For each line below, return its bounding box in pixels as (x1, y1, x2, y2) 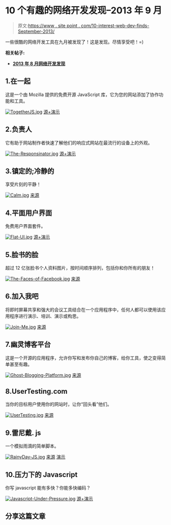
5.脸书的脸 (5, 250, 39, 259)
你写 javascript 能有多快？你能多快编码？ (5, 485, 91, 491)
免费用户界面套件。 (5, 223, 46, 229)
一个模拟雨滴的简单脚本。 (5, 443, 59, 449)
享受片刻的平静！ (5, 181, 41, 187)
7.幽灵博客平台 (5, 340, 51, 349)
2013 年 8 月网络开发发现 (12, 60, 66, 66)
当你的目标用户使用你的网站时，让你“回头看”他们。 (5, 401, 112, 408)
